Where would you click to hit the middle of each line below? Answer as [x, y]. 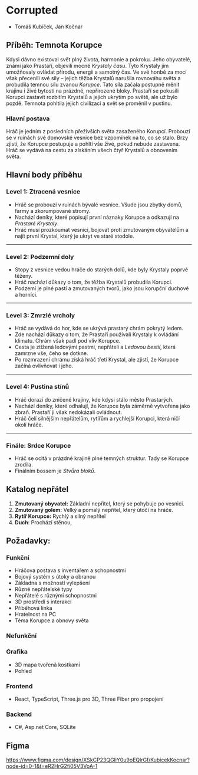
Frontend [19, 686]
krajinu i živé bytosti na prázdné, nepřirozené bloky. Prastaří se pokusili [93, 91]
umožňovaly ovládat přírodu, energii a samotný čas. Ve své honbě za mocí [96, 72]
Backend [19, 714]
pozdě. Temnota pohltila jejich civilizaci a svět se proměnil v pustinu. [89, 103]
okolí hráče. [29, 425]
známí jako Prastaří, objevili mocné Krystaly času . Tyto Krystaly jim [88, 65]
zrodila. [24, 464]
